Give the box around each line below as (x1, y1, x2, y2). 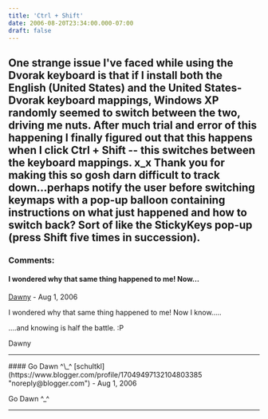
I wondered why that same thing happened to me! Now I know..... (8, 307, 222, 317)
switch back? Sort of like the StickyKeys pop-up (8, 218, 253, 231)
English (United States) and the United (8, 81, 203, 94)
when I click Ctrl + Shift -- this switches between (8, 143, 256, 156)
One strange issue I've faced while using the (8, 56, 234, 69)
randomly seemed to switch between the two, (8, 105, 241, 120)
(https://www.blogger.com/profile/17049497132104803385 (8, 370, 203, 379)
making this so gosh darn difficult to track (8, 168, 221, 182)
